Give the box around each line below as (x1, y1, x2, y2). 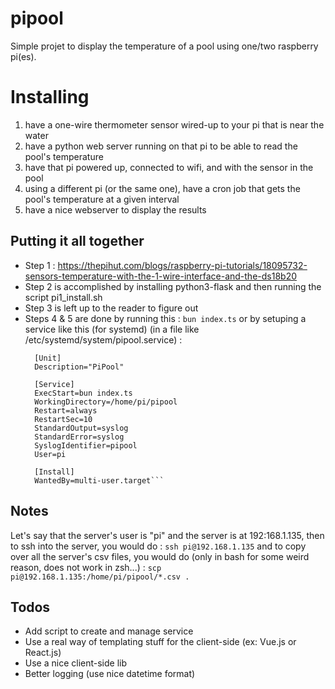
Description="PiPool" (34, 362, 125, 372)
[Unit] (34, 353, 62, 363)
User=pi (34, 449, 67, 459)
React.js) (24, 647, 62, 659)
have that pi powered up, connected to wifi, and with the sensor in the (24, 161, 314, 173)
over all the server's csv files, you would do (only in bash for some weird (10, 550, 310, 562)
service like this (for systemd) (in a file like (24, 323, 200, 335)
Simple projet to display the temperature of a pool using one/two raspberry (10, 40, 319, 52)
